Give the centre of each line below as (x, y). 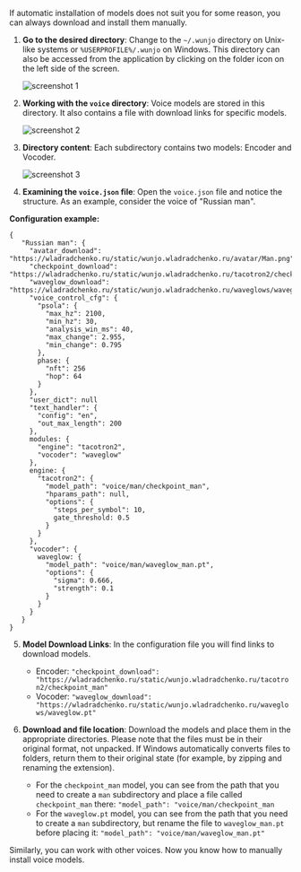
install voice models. (47, 859)
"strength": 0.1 (84, 589)
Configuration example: (55, 218)
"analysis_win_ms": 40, (90, 329)
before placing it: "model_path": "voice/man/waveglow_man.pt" (150, 833)
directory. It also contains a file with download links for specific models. (155, 113)
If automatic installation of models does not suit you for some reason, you (145, 13)
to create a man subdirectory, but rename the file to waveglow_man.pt (160, 823)
